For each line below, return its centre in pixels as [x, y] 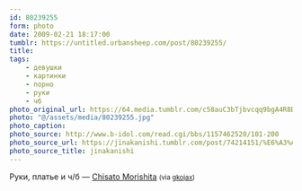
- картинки [46, 76]
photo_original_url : [48, 109]
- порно [40, 84]
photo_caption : [38, 126]
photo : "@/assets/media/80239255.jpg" [82, 117]
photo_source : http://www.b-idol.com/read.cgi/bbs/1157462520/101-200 [144, 135]
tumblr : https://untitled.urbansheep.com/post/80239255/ [118, 43]
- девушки [44, 68]
